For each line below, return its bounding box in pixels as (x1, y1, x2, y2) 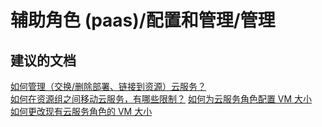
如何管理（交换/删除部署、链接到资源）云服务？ (10, 81, 207, 92)
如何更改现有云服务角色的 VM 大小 (10, 106, 153, 117)
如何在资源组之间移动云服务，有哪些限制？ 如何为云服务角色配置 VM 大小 (10, 93, 313, 105)
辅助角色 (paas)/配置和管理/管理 (10, 9, 276, 32)
